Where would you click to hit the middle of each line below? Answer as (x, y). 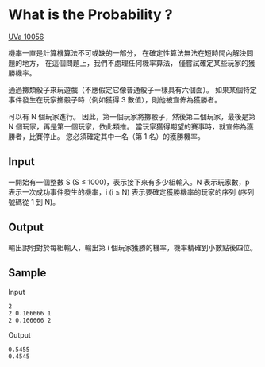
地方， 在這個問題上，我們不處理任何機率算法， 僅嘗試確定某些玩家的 (135, 63)
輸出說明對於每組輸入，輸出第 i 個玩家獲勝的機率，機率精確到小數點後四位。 (133, 247)
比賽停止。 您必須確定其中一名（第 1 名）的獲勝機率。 (117, 136)
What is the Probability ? (90, 15)
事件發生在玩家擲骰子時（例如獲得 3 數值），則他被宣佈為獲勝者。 (115, 99)
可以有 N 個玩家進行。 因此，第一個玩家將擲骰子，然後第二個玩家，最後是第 (132, 116)
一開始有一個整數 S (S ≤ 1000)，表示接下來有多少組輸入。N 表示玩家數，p (129, 182)
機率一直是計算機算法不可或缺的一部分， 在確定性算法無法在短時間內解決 (127, 52)
